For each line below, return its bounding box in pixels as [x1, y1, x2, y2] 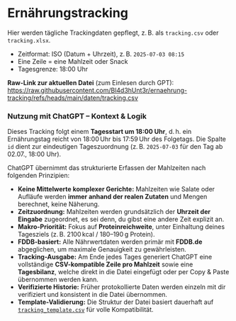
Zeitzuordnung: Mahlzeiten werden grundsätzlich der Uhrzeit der [17, 208, 211, 216]
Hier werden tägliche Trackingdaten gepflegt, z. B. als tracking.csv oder [7, 28, 219, 37]
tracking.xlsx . [7, 35, 51, 44]
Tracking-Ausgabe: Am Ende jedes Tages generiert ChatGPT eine [17, 253, 213, 261]
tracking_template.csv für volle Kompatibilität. [17, 305, 154, 314]
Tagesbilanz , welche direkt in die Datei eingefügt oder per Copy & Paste [17, 268, 230, 276]
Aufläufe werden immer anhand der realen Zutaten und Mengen [17, 193, 208, 201]
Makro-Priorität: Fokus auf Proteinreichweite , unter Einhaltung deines [17, 223, 225, 231]
